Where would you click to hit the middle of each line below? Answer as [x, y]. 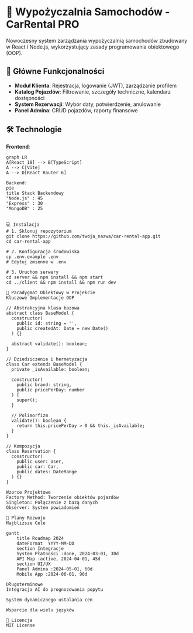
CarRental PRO [43, 24]
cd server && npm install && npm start [55, 277]
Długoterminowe [25, 584]
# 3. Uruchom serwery [32, 272]
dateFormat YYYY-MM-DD [46, 543]
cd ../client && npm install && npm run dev [61, 282]
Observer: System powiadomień [43, 508]
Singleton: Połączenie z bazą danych [52, 503]
